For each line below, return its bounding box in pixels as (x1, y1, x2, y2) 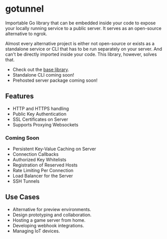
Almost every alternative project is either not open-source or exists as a (5, 40, 155, 46)
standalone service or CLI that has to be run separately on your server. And (5, 46, 162, 52)
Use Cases (5, 193, 40, 201)
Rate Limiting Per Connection (12, 167, 74, 174)
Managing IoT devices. (12, 228, 60, 234)
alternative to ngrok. (5, 30, 48, 37)
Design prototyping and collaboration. (12, 212, 92, 218)
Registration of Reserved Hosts (12, 162, 78, 168)
